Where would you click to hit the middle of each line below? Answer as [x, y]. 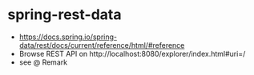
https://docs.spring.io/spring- [68, 37]
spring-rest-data [65, 15]
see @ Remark [43, 62]
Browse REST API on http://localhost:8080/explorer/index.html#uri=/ [132, 53]
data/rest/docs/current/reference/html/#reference [102, 45]
